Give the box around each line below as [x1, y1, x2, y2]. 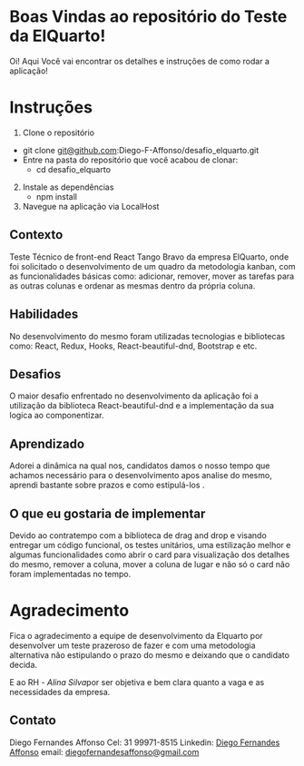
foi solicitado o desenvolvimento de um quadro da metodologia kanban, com [9, 260, 296, 271]
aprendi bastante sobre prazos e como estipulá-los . [9, 479, 205, 491]
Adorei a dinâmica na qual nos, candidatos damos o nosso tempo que [9, 460, 270, 471]
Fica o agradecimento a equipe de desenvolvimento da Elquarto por [9, 630, 263, 641]
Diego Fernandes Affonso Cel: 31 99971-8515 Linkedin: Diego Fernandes [9, 737, 280, 748]
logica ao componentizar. [9, 410, 104, 421]
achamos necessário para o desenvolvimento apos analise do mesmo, [9, 470, 272, 481]
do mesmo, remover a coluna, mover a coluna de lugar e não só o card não [9, 558, 290, 569]
